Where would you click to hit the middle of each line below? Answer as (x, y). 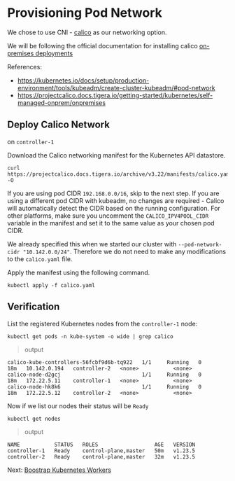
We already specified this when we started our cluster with (92, 244)
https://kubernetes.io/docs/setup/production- (83, 80)
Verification (34, 307)
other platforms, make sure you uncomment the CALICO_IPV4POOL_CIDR (108, 216)
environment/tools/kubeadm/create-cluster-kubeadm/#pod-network (116, 88)
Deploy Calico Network (59, 125)
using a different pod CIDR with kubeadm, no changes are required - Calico (116, 200)
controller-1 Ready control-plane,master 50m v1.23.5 (101, 451)
